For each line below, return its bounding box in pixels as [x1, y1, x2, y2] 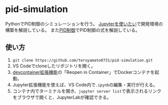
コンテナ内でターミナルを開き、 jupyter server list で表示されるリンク [12, 88, 161, 94]
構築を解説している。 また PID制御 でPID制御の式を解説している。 [5, 27, 140, 33]
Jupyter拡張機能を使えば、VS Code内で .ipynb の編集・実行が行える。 [12, 81, 158, 87]
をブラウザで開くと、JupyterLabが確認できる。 [12, 94, 112, 100]
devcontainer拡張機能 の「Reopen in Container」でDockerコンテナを [12, 69, 155, 75]
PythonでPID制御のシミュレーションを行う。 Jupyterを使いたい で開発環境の [5, 21, 163, 27]
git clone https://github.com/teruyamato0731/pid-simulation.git [12, 58, 153, 63]
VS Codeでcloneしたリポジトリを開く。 [12, 63, 96, 69]
